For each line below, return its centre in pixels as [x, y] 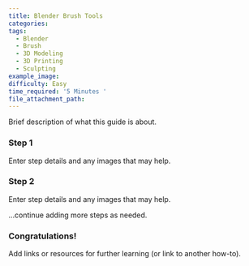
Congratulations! [43, 236]
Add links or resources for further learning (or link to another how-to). [125, 254]
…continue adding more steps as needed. [78, 215]
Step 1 [21, 143]
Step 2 [21, 182]
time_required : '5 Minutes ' [58, 91]
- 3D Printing [39, 62]
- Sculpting [36, 69]
